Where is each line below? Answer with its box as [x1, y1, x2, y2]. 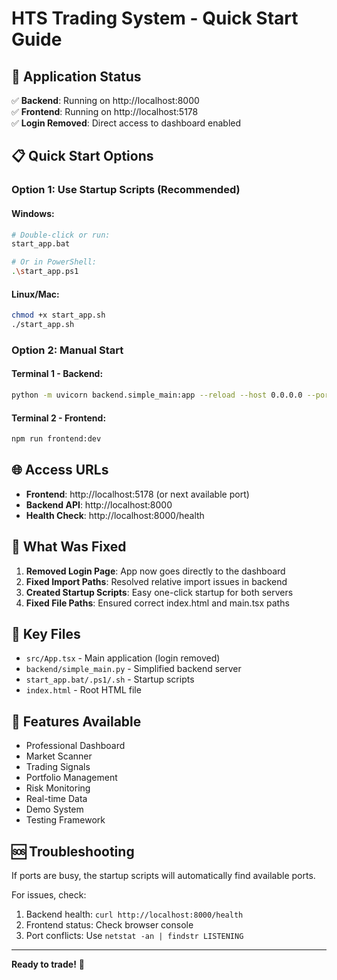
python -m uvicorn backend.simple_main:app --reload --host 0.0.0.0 [11, 390, 303, 401]
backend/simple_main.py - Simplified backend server [25, 663, 242, 675]
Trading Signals [25, 761, 91, 773]
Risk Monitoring [25, 782, 91, 794]
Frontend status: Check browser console [25, 919, 194, 931]
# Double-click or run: [11, 230, 111, 240]
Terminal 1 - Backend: [11, 368, 104, 380]
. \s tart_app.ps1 [11, 267, 79, 277]
